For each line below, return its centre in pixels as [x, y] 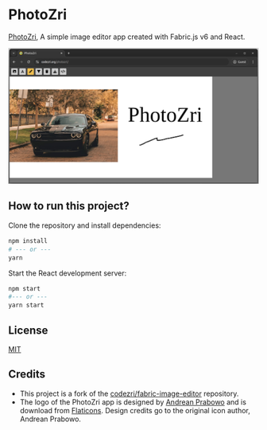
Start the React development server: [68, 273]
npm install [28, 240]
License [28, 330]
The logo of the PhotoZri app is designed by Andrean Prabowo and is [133, 402]
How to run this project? [69, 206]
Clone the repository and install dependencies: [85, 225]
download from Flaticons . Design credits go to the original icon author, [135, 410]
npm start [25, 288]
